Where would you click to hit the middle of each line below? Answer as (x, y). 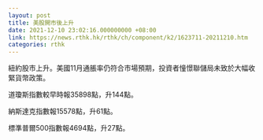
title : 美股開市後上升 (41, 23)
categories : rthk (37, 45)
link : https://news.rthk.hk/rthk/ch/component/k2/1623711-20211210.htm (128, 37)
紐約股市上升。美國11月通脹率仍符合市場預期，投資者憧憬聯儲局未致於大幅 (128, 68)
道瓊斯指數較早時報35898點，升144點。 (73, 94)
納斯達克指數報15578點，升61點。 (63, 112)
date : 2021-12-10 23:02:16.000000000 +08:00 (82, 30)
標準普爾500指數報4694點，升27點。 (69, 128)
